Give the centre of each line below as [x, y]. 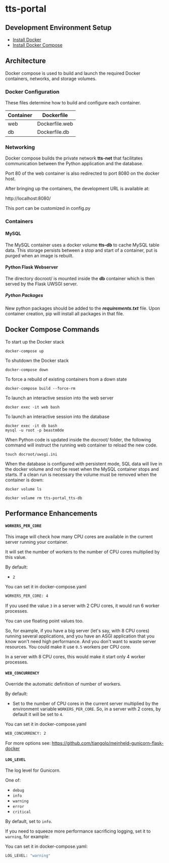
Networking [20, 147]
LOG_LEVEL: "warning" [28, 856]
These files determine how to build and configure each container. [73, 103]
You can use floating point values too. [44, 621]
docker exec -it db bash [31, 426]
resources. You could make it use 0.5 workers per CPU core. [68, 647]
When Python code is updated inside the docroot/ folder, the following [78, 439]
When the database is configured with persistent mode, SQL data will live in [84, 464]
